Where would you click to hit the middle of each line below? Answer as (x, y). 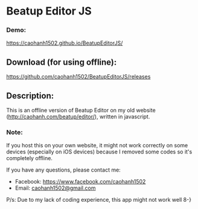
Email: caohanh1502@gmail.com (55, 188)
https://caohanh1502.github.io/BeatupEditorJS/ (65, 43)
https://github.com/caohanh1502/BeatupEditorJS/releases (78, 77)
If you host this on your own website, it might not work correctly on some (97, 146)
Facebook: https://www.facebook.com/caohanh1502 (80, 182)
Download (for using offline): (62, 62)
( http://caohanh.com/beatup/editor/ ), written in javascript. (78, 117)
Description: (30, 96)
